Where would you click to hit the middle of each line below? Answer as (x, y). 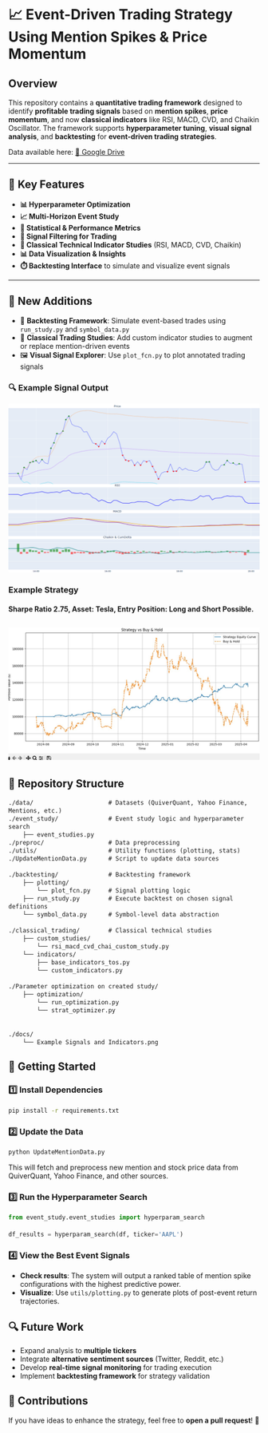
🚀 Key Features (47, 185)
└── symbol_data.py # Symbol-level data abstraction (121, 915)
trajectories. (39, 1301)
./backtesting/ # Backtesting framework (100, 875)
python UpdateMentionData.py (57, 1152)
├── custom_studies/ (57, 939)
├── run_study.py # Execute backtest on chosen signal (128, 899)
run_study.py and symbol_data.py (75, 329)
